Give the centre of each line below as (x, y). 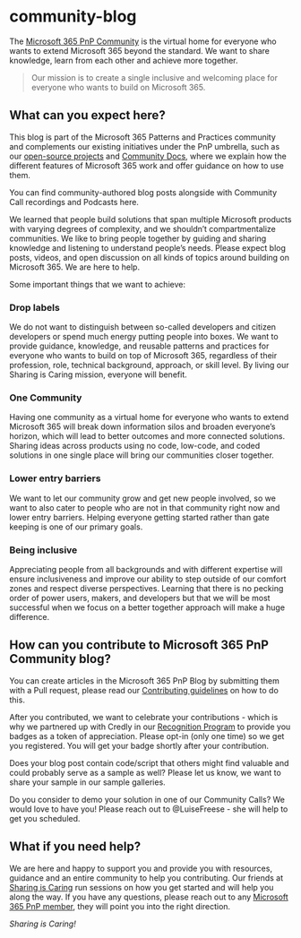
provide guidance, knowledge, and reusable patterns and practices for (139, 346)
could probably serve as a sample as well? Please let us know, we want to (146, 772)
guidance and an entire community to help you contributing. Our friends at (146, 878)
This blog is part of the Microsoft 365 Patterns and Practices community (142, 137)
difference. (30, 616)
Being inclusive (43, 550)
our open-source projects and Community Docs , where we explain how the (148, 156)
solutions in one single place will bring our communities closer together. (142, 455)
